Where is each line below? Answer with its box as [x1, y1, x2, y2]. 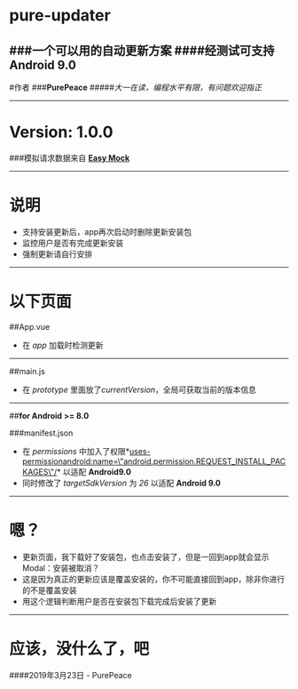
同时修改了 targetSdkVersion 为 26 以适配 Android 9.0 [21, 477, 222, 488]
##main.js [9, 365, 46, 376]
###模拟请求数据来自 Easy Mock [9, 152, 130, 163]
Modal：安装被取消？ [21, 562, 100, 573]
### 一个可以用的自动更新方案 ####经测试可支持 [9, 43, 275, 58]
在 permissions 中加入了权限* [21, 445, 130, 456]
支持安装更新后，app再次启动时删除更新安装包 [21, 226, 192, 236]
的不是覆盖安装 [21, 584, 77, 596]
